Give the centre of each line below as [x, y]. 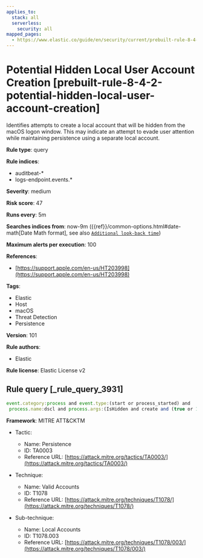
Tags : [14, 286]
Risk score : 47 [24, 203]
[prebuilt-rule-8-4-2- [108, 83]
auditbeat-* [29, 173]
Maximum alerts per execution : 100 [51, 244]
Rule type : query [27, 149]
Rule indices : [23, 161]
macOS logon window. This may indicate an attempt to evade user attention [100, 131]
